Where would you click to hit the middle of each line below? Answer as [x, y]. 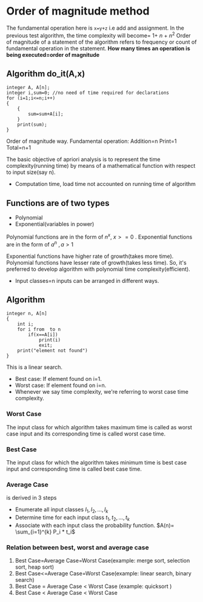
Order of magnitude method [78, 11]
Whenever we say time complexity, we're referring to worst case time [102, 392]
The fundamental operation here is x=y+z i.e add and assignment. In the [95, 28]
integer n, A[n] [27, 314]
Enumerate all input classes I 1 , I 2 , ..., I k [62, 510]
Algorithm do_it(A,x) [46, 74]
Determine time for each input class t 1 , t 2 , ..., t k [72, 518]
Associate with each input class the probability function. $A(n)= [95, 525]
